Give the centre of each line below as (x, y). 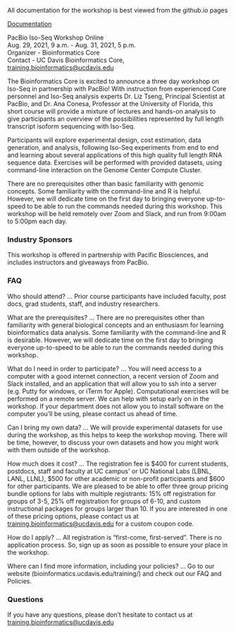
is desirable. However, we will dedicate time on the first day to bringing (110, 340)
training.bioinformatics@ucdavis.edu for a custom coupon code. (101, 523)
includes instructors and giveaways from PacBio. (78, 262)
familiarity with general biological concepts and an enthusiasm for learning (116, 325)
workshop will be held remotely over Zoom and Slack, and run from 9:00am (117, 214)
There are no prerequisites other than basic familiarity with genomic (106, 184)
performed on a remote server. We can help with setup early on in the (108, 398)
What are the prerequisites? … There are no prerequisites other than (106, 317)
